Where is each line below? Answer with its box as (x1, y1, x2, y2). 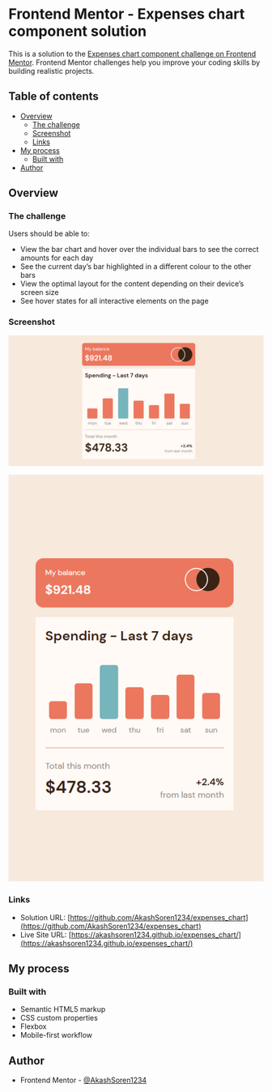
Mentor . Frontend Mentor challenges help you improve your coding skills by (8, 58, 261, 67)
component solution (8, 22, 147, 41)
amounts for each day (19, 253, 94, 263)
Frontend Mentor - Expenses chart (8, 5, 245, 23)
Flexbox (19, 1022, 47, 1031)
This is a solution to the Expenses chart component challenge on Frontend (8, 49, 257, 58)
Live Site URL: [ (19, 929, 72, 940)
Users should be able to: (8, 228, 91, 239)
